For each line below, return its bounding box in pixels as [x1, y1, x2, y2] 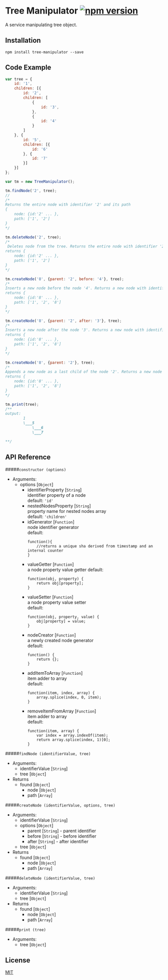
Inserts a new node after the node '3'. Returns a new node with [5, 327, 144, 333]
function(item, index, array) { [27, 690, 95, 695]
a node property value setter [27, 599, 86, 605]
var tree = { [5, 76, 32, 81]
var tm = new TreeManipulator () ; [5, 179, 75, 184]
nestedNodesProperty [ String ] [27, 503, 91, 509]
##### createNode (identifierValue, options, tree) [5, 802, 116, 808]
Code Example [5, 63, 51, 72]
